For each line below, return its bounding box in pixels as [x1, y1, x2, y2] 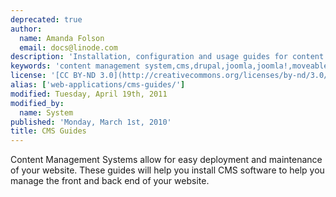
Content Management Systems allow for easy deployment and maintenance [10, 154, 323, 166]
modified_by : [10, 98, 65, 108]
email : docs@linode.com [19, 42, 118, 53]
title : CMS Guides [10, 126, 87, 136]
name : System [19, 107, 74, 118]
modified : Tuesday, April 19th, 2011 [10, 89, 168, 99]
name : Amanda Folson [19, 33, 105, 43]
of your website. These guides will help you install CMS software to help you [10, 164, 325, 176]
